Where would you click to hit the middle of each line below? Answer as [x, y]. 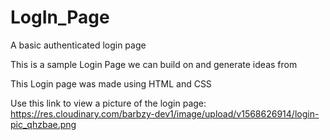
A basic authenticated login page [78, 45]
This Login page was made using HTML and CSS [111, 83]
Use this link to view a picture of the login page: [108, 103]
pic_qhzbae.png [43, 124]
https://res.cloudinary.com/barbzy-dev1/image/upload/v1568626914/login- [165, 113]
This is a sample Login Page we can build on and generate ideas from [154, 64]
